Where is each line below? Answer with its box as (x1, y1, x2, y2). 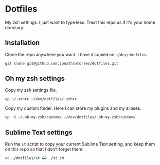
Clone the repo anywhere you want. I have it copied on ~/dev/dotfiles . (5, 51, 147, 57)
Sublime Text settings (5, 128, 72, 136)
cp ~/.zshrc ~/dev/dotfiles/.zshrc (5, 97, 77, 101)
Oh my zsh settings (5, 74, 65, 83)
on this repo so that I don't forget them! (5, 147, 84, 152)
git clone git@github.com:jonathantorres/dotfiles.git (5, 61, 119, 66)
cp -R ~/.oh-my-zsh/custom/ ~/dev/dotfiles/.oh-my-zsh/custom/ (5, 115, 136, 120)
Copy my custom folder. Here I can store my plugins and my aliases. (5, 105, 142, 111)
